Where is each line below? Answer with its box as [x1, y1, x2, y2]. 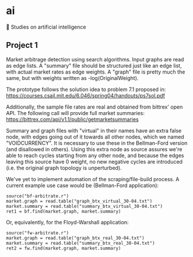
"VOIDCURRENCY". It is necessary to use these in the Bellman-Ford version [6, 139, 188, 147]
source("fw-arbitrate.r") [6, 230, 69, 236]
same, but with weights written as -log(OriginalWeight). [6, 74, 139, 81]
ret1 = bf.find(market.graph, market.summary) [6, 209, 121, 214]
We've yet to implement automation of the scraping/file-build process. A [6, 175, 180, 182]
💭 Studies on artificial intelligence [6, 23, 86, 30]
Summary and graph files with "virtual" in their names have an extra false [6, 127, 182, 134]
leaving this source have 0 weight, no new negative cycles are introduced [6, 158, 183, 165]
